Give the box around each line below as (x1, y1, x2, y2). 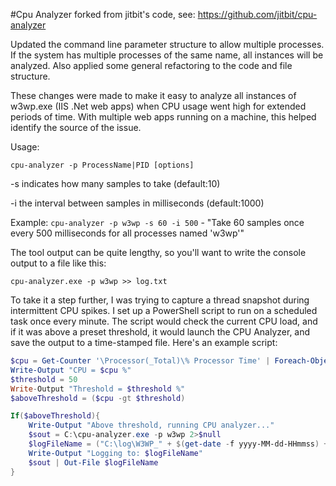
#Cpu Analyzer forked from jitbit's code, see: (10, 9, 196, 20)
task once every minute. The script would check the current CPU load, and (10, 315, 318, 327)
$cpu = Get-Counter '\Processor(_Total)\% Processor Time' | (10, 356, 271, 366)
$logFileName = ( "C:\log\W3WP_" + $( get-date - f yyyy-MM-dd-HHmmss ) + (28, 439, 329, 449)
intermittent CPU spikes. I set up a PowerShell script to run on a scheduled (10, 305, 318, 316)
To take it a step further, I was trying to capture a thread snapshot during (10, 294, 310, 306)
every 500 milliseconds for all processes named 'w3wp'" (10, 227, 245, 239)
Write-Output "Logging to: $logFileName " (28, 448, 203, 458)
